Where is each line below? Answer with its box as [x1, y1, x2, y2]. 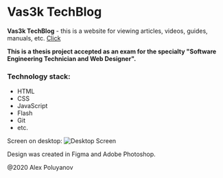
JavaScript [16, 102, 48, 110]
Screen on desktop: [7, 137, 63, 145]
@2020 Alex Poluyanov [7, 164, 73, 172]
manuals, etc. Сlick [7, 34, 61, 42]
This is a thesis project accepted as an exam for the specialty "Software [7, 47, 217, 55]
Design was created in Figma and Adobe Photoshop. [7, 150, 156, 158]
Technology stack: [7, 71, 71, 81]
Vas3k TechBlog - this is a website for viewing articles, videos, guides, [7, 27, 208, 35]
